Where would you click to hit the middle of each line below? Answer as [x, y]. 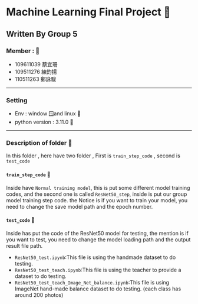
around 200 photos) [39, 295]
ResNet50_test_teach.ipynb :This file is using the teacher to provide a [98, 270]
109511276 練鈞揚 [36, 72]
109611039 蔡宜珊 [36, 64]
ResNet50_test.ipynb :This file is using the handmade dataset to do [95, 257]
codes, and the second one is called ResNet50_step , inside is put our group [97, 194]
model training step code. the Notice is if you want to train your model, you [97, 200]
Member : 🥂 [23, 51]
